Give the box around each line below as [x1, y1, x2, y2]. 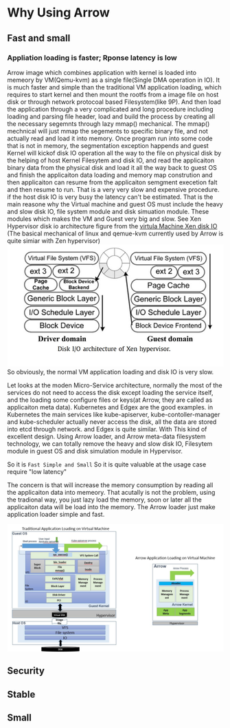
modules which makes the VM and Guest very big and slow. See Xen [7, 215, 201, 223]
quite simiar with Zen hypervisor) [7, 236, 101, 245]
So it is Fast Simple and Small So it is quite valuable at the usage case [7, 460, 207, 469]
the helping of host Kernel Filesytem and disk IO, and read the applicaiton [7, 156, 215, 164]
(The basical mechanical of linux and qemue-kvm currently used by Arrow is [7, 229, 224, 237]
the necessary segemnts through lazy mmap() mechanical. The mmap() [7, 119, 210, 128]
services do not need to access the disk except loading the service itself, [7, 389, 214, 397]
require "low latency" [7, 468, 67, 476]
